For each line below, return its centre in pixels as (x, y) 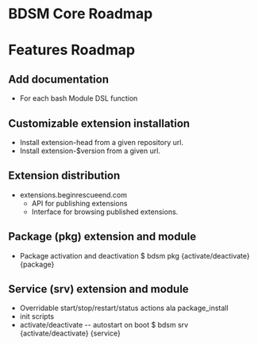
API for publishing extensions (79, 203)
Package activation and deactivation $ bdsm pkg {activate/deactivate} (135, 255)
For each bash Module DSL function (79, 98)
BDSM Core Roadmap (81, 14)
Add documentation (59, 79)
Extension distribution (64, 176)
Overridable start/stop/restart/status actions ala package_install (124, 308)
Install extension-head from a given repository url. (102, 142)
